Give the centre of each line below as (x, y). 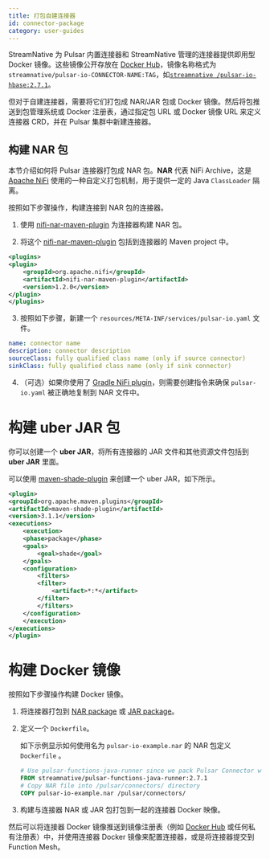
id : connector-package (46, 23)
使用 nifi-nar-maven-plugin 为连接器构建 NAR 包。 (103, 225)
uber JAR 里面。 (36, 461)
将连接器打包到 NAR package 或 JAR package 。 (99, 711)
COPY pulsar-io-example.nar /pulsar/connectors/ (103, 793)
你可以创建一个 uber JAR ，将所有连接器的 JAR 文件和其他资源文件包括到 (129, 452)
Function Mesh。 (37, 847)
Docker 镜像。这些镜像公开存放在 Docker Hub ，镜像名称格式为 (112, 64)
